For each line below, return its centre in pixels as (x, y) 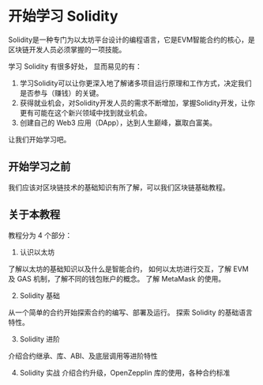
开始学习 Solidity (63, 16)
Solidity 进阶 (40, 339)
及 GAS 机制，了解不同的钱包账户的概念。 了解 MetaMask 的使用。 (117, 278)
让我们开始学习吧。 (39, 139)
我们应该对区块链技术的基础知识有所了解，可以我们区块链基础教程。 (119, 187)
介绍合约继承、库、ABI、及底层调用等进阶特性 (83, 356)
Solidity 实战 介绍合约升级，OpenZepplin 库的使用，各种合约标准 (125, 372)
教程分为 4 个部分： (40, 235)
